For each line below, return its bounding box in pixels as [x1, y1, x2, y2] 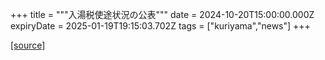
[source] [10, 39, 46, 51]
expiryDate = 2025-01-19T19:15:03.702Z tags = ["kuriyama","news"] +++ [10, 20, 311, 32]
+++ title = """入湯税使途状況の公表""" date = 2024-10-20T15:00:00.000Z [10, 9, 315, 20]
